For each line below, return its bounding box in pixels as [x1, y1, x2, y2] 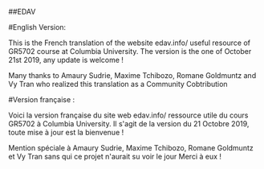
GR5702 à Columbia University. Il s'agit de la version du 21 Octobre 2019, [8, 119, 250, 128]
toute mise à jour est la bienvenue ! [8, 128, 124, 137]
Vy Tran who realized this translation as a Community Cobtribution [8, 80, 228, 89]
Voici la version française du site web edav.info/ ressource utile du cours [8, 110, 249, 120]
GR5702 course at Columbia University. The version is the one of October [8, 47, 252, 56]
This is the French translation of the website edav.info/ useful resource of [8, 38, 251, 47]
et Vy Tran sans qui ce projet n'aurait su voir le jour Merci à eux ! [8, 152, 222, 161]
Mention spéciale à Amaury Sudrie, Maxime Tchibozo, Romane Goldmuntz [8, 143, 254, 152]
